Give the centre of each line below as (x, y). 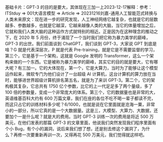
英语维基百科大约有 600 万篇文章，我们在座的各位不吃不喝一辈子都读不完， (81, 98)
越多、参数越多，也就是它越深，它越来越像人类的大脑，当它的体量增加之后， (81, 25)
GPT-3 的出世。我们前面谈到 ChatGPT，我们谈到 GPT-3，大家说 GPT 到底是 (81, 44)
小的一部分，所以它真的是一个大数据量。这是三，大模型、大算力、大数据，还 (81, 110)
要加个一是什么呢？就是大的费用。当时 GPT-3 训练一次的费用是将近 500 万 (80, 116)
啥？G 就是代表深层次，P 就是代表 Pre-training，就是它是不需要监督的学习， (81, 50)
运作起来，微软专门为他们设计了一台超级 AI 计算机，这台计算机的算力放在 (78, 74)
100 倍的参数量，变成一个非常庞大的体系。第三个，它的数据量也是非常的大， (81, 92)
